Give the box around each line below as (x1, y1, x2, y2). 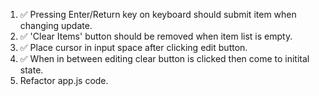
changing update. (19, 20, 93, 31)
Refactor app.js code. (19, 75, 109, 86)
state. (19, 64, 44, 76)
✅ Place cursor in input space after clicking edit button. (19, 42, 248, 53)
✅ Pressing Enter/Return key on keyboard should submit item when (19, 9, 297, 20)
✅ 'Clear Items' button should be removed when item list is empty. (19, 30, 293, 42)
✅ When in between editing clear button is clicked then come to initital (19, 53, 310, 64)
